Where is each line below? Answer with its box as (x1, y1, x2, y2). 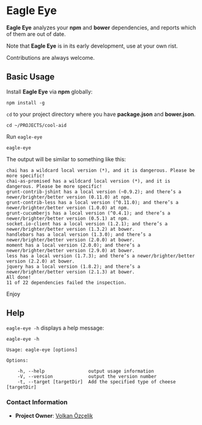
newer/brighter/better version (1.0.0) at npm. (6, 205, 130, 211)
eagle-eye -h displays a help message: (6, 324, 104, 332)
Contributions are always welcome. (6, 54, 95, 61)
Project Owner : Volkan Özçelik (15, 412, 93, 419)
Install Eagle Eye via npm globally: (6, 88, 93, 95)
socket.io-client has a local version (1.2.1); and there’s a (6, 220, 168, 227)
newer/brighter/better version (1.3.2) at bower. (6, 226, 135, 232)
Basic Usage (6, 71, 55, 82)
